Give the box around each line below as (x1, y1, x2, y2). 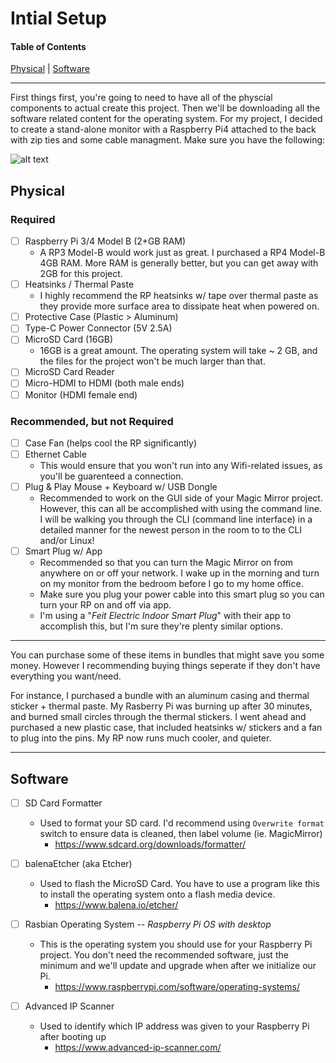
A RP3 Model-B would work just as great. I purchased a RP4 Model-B (39, 247, 326, 259)
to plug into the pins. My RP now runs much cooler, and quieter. (10, 732, 272, 744)
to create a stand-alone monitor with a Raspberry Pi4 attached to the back (10, 123, 317, 136)
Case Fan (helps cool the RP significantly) (24, 437, 198, 449)
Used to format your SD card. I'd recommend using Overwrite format (39, 817, 325, 829)
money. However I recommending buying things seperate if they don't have (10, 660, 321, 672)
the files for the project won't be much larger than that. (39, 355, 266, 367)
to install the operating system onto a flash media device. (39, 888, 276, 901)
